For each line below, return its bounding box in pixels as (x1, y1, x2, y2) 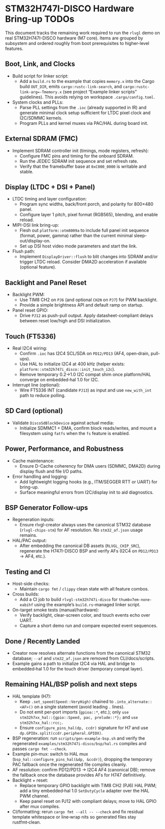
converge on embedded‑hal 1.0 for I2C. (19, 377, 99, 383)
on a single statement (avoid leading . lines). (34, 704, 125, 710)
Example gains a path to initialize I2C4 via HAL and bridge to (12, 661, 135, 667)
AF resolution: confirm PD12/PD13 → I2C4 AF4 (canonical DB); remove (12, 766, 156, 773)
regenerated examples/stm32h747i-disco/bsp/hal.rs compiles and (12, 740, 147, 746)
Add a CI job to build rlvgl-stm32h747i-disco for (19, 596, 118, 602)
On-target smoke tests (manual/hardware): (12, 607, 99, 613)
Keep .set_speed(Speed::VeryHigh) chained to (19, 698, 114, 704)
